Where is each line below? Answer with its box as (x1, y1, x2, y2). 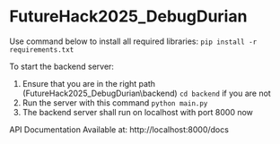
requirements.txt (9, 45, 74, 55)
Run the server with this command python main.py (22, 97, 208, 108)
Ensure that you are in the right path (22, 78, 155, 89)
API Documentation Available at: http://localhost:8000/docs (9, 123, 229, 135)
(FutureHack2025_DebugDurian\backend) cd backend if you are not (22, 88, 271, 98)
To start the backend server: (9, 61, 115, 72)
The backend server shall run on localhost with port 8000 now (22, 106, 254, 117)
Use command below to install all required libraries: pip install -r (9, 36, 258, 47)
